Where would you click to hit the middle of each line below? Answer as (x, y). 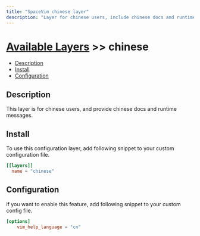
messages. (20, 115)
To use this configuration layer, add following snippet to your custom (90, 148)
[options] (18, 221)
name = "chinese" (33, 171)
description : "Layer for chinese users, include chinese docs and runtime (101, 17)
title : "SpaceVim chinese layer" (48, 12)
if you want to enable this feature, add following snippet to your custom (94, 204)
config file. (19, 210)
